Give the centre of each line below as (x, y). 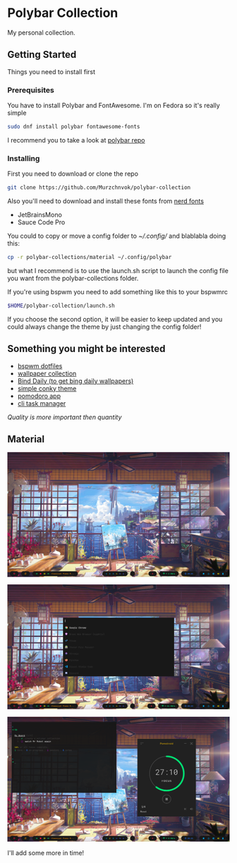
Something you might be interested (86, 349)
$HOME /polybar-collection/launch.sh (61, 306)
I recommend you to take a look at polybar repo (77, 140)
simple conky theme (47, 388)
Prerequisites (31, 90)
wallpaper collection (47, 373)
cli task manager (42, 403)
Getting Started (42, 55)
